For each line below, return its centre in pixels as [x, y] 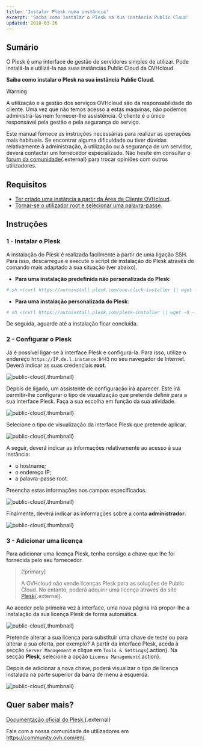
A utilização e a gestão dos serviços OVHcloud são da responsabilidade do [99, 103]
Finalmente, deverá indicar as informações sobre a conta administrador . [96, 513]
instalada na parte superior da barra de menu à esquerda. [78, 675]
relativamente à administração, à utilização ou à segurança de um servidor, [99, 147]
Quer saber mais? [40, 705]
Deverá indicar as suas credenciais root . [56, 365]
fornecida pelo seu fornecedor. [44, 560]
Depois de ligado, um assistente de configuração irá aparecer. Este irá [93, 389]
